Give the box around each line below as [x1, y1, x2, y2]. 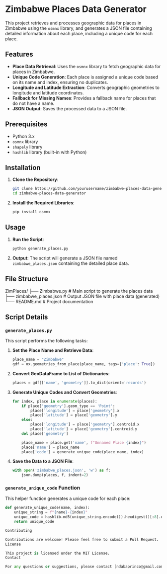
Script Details [5, 313, 48, 321]
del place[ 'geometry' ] [21, 431, 69, 436]
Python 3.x [12, 133, 35, 139]
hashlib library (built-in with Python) [12, 149, 87, 155]
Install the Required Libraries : [12, 200, 75, 206]
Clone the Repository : [12, 176, 59, 182]
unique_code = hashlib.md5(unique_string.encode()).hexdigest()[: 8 [14, 514, 157, 520]
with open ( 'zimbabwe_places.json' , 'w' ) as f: [12, 468, 111, 473]
